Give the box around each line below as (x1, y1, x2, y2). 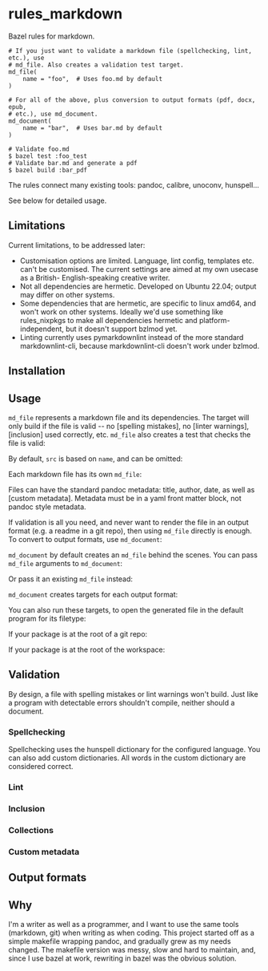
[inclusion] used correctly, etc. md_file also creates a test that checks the (8, 430, 251, 439)
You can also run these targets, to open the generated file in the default (8, 605, 244, 614)
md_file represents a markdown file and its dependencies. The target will (8, 412, 250, 422)
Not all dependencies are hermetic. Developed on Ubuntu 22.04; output (19, 281, 257, 291)
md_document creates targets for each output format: (8, 589, 178, 599)
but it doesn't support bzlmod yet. (65, 324, 178, 334)
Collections (8, 824, 54, 835)
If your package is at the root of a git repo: (8, 629, 148, 638)
